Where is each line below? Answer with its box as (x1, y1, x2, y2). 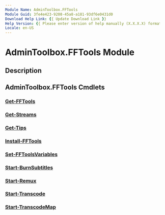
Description (5, 66, 42, 74)
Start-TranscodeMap (5, 204, 56, 211)
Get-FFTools (5, 98, 35, 105)
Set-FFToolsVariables (5, 151, 58, 158)
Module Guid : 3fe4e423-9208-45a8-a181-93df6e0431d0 (5, 12, 113, 17)
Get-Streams (5, 111, 37, 118)
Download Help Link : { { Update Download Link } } (5, 16, 107, 21)
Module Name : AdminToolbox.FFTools (5, 7, 78, 12)
